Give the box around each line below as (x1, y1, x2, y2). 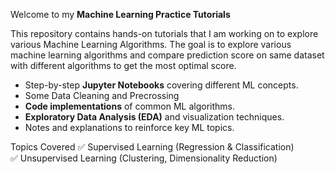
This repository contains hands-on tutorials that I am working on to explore (10, 28, 319, 39)
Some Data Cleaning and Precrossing (24, 90, 180, 101)
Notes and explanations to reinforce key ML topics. (24, 122, 235, 133)
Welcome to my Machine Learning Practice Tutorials (10, 9, 231, 20)
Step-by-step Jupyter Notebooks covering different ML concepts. (24, 79, 299, 91)
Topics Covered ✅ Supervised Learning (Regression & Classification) (10, 141, 295, 153)
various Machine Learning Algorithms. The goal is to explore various (10, 39, 292, 50)
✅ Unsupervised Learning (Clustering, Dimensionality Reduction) (10, 152, 278, 164)
